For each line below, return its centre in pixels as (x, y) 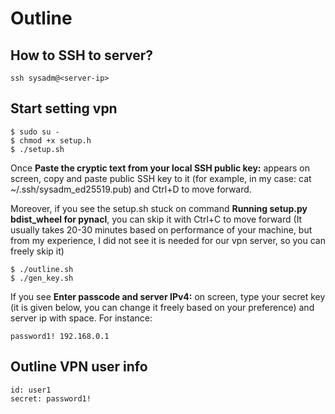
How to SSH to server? (82, 55)
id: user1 (31, 390)
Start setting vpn (64, 108)
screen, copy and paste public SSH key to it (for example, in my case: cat (161, 178)
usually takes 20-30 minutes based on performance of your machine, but (161, 229)
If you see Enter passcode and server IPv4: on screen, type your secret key (168, 296)
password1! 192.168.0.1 (60, 336)
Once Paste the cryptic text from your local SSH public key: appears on (160, 168)
